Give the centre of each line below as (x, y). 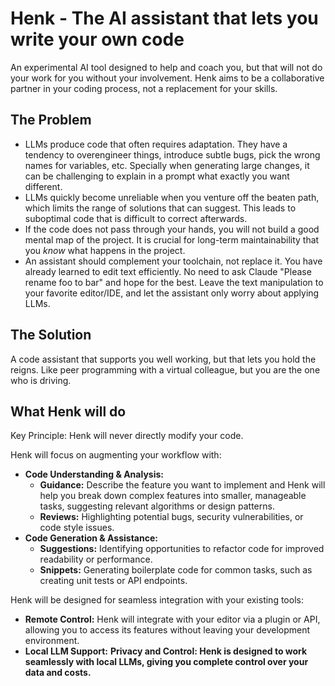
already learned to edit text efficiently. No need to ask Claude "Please (168, 271)
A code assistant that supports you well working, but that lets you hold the (163, 359)
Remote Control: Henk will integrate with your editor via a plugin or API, (172, 619)
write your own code (97, 39)
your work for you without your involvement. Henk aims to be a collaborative (167, 78)
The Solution (51, 335)
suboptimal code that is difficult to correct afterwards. (136, 218)
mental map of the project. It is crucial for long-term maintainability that (172, 239)
